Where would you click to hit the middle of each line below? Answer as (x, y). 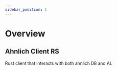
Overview (25, 33)
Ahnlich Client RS (32, 52)
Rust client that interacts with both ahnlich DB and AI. (59, 63)
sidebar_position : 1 (26, 9)
